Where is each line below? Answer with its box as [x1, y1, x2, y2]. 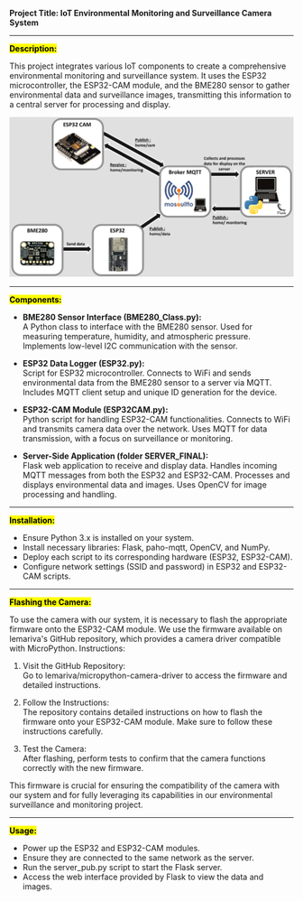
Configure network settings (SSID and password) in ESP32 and [22, 562, 257, 571]
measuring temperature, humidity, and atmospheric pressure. [22, 331, 251, 341]
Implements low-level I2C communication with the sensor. [22, 340, 238, 351]
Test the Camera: [22, 744, 87, 754]
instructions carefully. [22, 726, 104, 737]
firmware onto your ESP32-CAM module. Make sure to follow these [22, 717, 273, 727]
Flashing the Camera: [9, 597, 92, 608]
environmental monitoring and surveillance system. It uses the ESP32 [9, 70, 268, 80]
